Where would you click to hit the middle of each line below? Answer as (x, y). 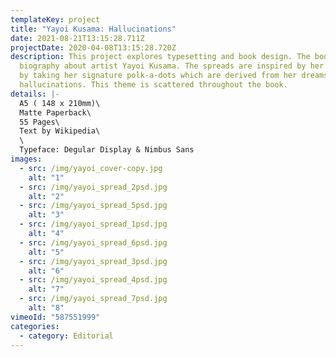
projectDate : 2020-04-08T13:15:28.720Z (93, 47)
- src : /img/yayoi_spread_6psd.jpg (93, 242)
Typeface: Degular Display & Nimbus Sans (107, 150)
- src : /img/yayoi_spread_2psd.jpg (93, 187)
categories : (35, 326)
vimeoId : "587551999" (55, 317)
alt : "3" (46, 215)
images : (26, 159)
